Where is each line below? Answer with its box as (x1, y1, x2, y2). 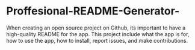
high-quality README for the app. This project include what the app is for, (6, 30, 190, 37)
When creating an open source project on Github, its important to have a (6, 24, 186, 31)
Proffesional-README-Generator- (6, 4, 180, 18)
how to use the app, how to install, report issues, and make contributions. (6, 37, 188, 44)
